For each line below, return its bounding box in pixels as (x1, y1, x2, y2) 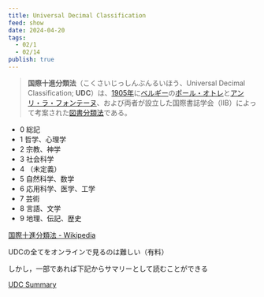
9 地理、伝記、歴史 (19, 213, 82, 223)
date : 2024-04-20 (8, 26, 65, 34)
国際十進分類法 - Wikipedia (8, 230, 96, 239)
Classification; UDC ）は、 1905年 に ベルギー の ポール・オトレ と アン (27, 88, 244, 97)
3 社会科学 (19, 154, 54, 164)
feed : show (8, 19, 44, 27)
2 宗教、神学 (19, 144, 61, 154)
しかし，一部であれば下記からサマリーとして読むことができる (8, 264, 209, 273)
